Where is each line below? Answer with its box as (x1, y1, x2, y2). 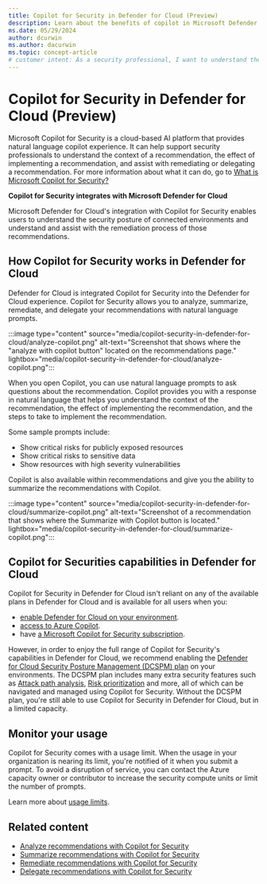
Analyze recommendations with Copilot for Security (19, 841, 189, 851)
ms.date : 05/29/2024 (8, 26, 77, 34)
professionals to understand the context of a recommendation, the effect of (8, 150, 256, 160)
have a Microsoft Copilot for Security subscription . (19, 629, 185, 639)
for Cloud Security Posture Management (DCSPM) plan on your (8, 662, 216, 671)
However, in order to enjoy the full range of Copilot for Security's (8, 645, 220, 654)
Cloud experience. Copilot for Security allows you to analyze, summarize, (8, 296, 249, 306)
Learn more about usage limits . (8, 797, 110, 807)
